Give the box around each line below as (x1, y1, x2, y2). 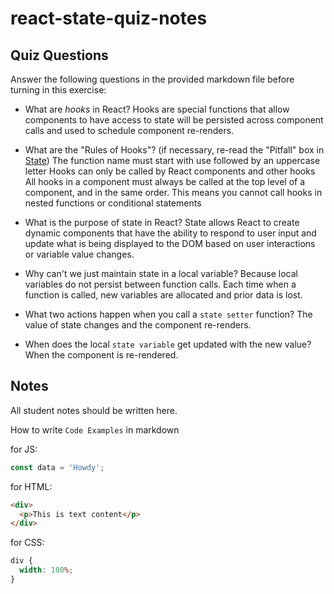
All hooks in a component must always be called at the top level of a (24, 176, 306, 187)
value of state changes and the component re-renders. (24, 319, 252, 331)
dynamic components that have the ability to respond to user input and (24, 227, 317, 239)
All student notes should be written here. (10, 404, 178, 416)
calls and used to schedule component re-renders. (24, 125, 235, 136)
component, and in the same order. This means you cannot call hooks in (24, 187, 323, 198)
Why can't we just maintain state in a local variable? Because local (24, 268, 298, 279)
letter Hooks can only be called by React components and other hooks (24, 165, 316, 177)
